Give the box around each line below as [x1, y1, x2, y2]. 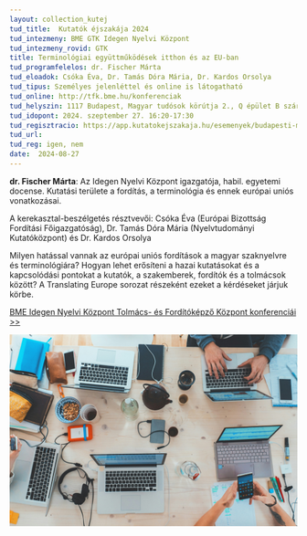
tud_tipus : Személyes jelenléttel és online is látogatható [9, 82, 244, 91]
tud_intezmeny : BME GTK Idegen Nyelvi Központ [9, 34, 190, 43]
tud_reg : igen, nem [9, 140, 84, 150]
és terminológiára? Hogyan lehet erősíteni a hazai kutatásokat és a [9, 259, 260, 270]
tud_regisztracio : [9, 121, 79, 130]
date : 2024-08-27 [9, 150, 79, 159]
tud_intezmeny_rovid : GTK [9, 44, 108, 53]
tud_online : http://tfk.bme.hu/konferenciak [9, 91, 182, 100]
